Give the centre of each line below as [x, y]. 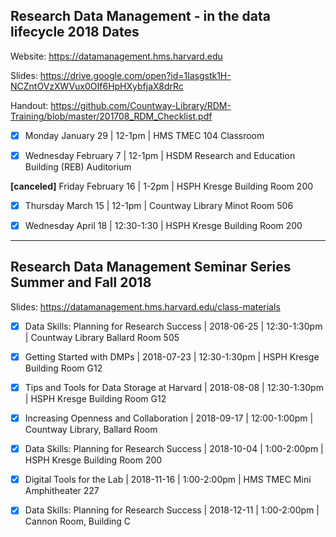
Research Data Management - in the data [140, 16]
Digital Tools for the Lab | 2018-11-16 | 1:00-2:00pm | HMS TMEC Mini [168, 480]
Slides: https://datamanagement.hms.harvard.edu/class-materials [145, 306]
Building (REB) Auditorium [78, 166]
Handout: [29, 105]
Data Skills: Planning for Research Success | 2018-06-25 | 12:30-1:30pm [173, 326]
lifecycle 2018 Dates [75, 32]
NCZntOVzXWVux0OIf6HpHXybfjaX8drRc [97, 86]
